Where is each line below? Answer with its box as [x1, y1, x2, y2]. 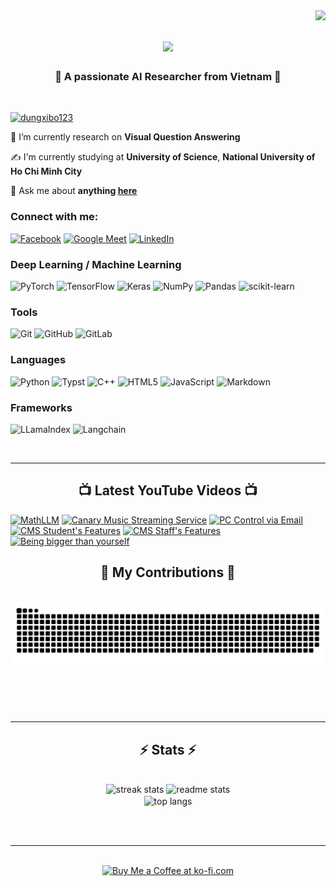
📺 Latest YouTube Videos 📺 [78, 482, 258, 499]
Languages [10, 353, 67, 367]
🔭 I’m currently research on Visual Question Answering [10, 131, 241, 143]
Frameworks [10, 400, 73, 414]
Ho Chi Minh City [10, 165, 83, 178]
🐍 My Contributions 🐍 [100, 564, 236, 581]
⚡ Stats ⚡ [139, 741, 197, 758]
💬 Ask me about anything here [10, 185, 138, 197]
